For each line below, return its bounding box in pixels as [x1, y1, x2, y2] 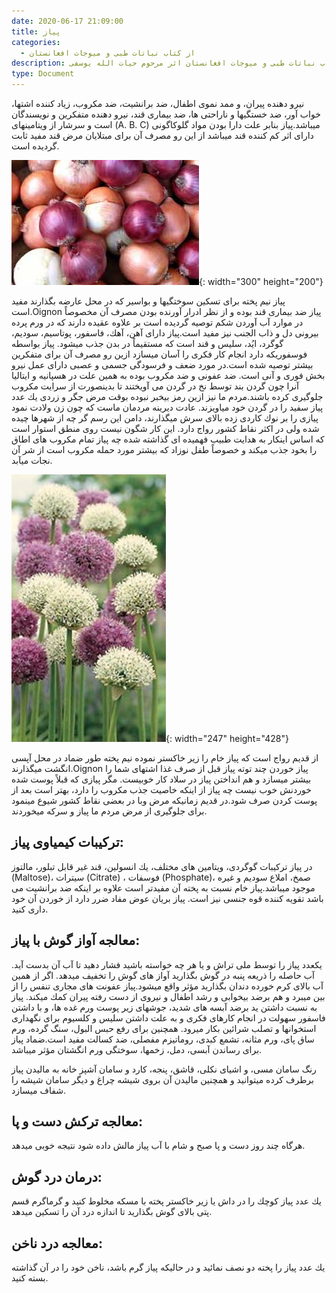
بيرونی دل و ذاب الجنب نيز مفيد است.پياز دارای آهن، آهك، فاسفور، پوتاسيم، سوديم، [11, 327, 319, 339]
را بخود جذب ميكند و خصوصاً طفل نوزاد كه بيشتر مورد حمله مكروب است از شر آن [11, 444, 317, 455]
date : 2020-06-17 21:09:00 [11, 16, 124, 26]
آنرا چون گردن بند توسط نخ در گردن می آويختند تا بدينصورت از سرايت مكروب [11, 380, 299, 392]
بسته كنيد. [11, 1272, 49, 1284]
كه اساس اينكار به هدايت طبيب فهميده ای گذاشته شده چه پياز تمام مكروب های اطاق [11, 433, 325, 445]
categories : [11, 37, 61, 47]
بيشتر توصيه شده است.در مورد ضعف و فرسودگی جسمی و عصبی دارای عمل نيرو [11, 359, 314, 370]
